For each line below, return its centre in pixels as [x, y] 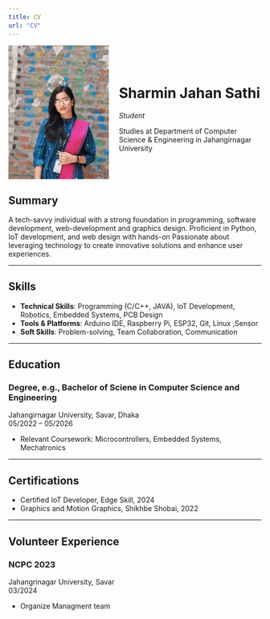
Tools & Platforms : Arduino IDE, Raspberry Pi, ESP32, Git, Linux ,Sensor [139, 323]
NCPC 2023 [32, 564]
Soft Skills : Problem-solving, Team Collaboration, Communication [129, 332]
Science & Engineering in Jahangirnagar [185, 139]
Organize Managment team [65, 606]
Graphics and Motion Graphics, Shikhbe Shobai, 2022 [109, 509]
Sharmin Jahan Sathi [190, 93]
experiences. [30, 254]
